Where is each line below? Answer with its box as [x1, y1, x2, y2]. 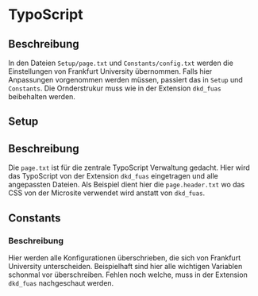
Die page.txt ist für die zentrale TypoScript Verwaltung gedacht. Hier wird [8, 163, 250, 172]
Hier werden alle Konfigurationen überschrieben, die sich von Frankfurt [8, 252, 241, 263]
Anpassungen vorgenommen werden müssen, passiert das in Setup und [8, 75, 244, 84]
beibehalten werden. [8, 92, 75, 101]
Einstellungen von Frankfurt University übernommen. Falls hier [8, 67, 213, 76]
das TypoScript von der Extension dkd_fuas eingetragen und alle [8, 171, 218, 181]
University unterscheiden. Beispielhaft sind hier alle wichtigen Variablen [8, 261, 243, 271]
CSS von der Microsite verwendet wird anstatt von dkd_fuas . [8, 188, 206, 198]
